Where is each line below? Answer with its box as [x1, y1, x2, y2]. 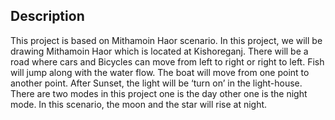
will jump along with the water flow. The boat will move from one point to [10, 66, 310, 78]
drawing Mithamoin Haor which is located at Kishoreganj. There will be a [10, 45, 309, 57]
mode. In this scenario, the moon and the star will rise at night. [10, 98, 268, 110]
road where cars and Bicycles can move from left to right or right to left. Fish [10, 55, 325, 68]
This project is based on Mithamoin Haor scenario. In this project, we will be [10, 34, 323, 46]
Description [10, 8, 85, 25]
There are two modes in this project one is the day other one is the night [10, 87, 308, 99]
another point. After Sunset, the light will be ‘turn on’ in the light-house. [10, 77, 303, 89]
